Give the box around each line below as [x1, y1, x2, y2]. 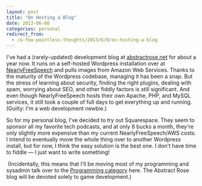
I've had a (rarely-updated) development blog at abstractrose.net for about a [6, 54, 197, 60]
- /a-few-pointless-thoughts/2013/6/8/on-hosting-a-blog [11, 37, 158, 43]
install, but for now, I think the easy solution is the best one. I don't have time [6, 143, 197, 149]
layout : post [6, 8, 39, 15]
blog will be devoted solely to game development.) [6, 173, 131, 180]
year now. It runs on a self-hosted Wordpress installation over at [6, 60, 166, 67]
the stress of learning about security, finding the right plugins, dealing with [6, 79, 192, 86]
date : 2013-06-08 [6, 20, 50, 26]
